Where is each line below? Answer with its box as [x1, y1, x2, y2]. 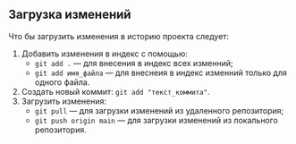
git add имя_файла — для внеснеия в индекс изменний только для [34, 67, 287, 78]
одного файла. [34, 76, 90, 88]
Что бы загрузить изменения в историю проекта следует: [8, 30, 230, 41]
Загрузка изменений [8, 7, 131, 22]
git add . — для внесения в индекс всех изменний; [34, 57, 233, 68]
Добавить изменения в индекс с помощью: [21, 48, 189, 59]
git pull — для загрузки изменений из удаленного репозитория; [34, 105, 284, 115]
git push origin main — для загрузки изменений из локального [34, 114, 278, 125]
